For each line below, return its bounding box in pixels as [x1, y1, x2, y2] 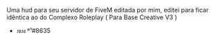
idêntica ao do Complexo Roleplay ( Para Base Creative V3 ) [6, 13, 177, 21]
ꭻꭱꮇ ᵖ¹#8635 [16, 27, 51, 34]
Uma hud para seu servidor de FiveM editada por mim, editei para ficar [6, 6, 209, 14]
